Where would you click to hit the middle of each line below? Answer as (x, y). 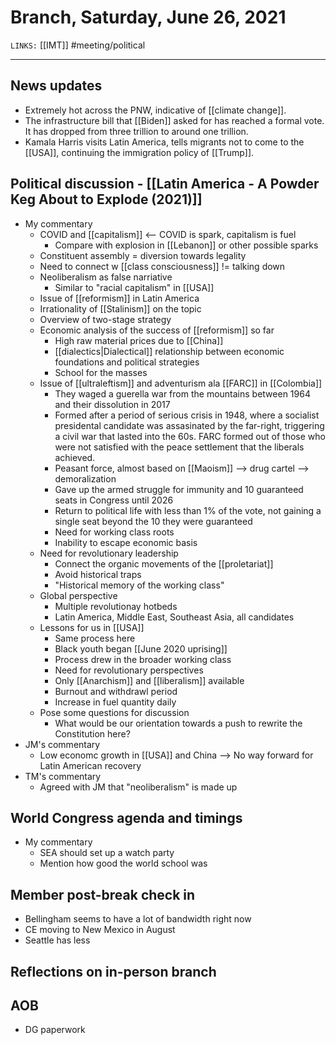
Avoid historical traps (98, 574)
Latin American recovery (90, 765)
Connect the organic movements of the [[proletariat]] (164, 563)
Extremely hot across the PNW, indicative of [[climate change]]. (155, 110)
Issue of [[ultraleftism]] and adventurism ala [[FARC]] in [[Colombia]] (181, 383)
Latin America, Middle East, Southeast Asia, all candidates (174, 617)
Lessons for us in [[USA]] (92, 627)
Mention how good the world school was (123, 863)
